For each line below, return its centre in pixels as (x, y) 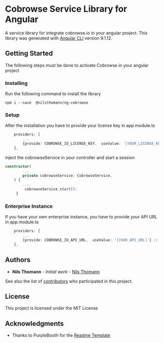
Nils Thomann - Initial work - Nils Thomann (56, 272)
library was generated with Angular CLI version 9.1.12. (59, 38)
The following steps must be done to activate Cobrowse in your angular (77, 65)
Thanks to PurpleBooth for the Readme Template (61, 335)
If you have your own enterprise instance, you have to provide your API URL (81, 217)
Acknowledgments (35, 323)
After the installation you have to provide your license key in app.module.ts (80, 126)
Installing (16, 83)
